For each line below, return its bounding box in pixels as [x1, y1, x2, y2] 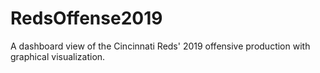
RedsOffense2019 [10, 7, 163, 30]
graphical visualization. [10, 50, 106, 62]
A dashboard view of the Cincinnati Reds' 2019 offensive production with [10, 40, 311, 52]
